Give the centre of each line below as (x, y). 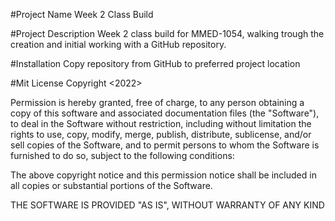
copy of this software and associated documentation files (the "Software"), (165, 113)
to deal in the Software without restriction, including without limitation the (161, 123)
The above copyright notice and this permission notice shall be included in (163, 175)
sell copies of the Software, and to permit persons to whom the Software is (165, 145)
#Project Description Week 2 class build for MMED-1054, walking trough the (167, 33)
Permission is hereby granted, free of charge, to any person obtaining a (157, 102)
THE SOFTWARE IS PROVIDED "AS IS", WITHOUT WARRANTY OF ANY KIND (167, 205)
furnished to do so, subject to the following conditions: (122, 155)
